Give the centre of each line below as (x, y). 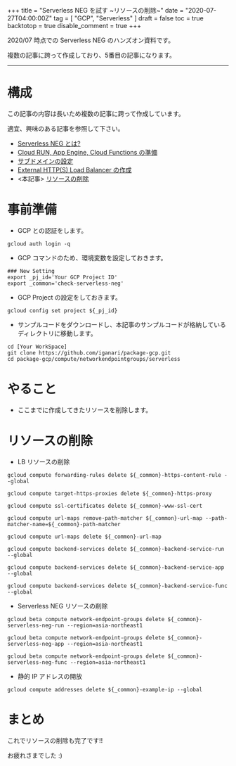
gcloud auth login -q (39, 244)
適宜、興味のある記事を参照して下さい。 (66, 128)
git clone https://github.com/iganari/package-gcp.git (89, 353)
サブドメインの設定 (45, 161)
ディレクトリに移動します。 (57, 333)
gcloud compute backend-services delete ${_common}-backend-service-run (116, 549)
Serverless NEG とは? (49, 143)
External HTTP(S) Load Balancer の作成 (74, 170)
